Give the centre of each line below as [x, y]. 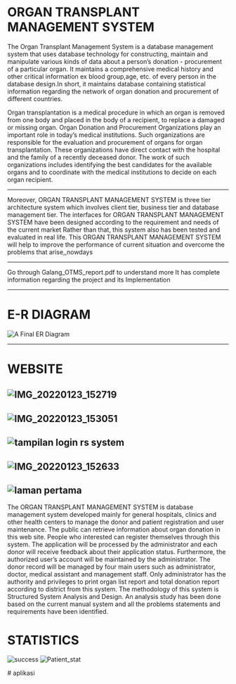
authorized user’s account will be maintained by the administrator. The [109, 560]
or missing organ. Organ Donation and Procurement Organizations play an [114, 127]
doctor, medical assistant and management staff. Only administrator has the [117, 574]
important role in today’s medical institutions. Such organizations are [106, 135]
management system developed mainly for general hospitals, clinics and [112, 515]
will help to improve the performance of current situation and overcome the [116, 244]
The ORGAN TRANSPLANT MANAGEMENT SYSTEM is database [100, 507]
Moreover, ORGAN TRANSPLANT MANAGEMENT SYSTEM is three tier [109, 199]
